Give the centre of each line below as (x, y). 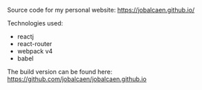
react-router (35, 44)
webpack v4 (35, 51)
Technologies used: (35, 23)
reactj (26, 36)
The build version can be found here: (60, 72)
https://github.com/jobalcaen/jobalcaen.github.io (77, 79)
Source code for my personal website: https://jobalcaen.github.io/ (101, 10)
